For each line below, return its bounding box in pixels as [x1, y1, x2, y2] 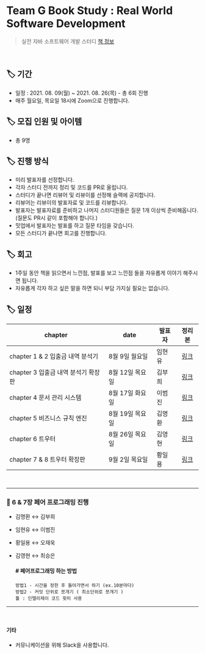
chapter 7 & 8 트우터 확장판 [9, 455, 85, 463]
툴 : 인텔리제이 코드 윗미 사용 [15, 595, 82, 601]
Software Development [6, 17, 126, 31]
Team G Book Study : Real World [6, 4, 173, 18]
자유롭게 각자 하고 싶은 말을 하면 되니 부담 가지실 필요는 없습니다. [15, 285, 170, 292]
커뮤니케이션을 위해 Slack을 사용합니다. [15, 641, 109, 648]
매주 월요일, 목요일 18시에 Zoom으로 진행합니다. [15, 97, 130, 104]
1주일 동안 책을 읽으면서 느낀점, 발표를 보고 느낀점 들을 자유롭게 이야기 [15, 270, 182, 277]
